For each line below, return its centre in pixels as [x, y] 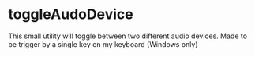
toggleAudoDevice [71, 14]
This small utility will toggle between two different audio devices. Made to [127, 36]
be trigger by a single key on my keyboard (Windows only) [103, 44]
